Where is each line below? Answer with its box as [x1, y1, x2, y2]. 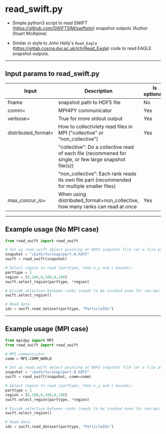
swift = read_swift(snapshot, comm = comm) [5, 374, 92, 379]
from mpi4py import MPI [5, 338, 54, 343]
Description [84, 87, 113, 94]
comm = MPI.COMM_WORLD [5, 356, 52, 361]
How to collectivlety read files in [58, 123, 133, 130]
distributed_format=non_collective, [58, 197, 139, 204]
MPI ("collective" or [58, 129, 104, 136]
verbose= [7, 115, 30, 122]
